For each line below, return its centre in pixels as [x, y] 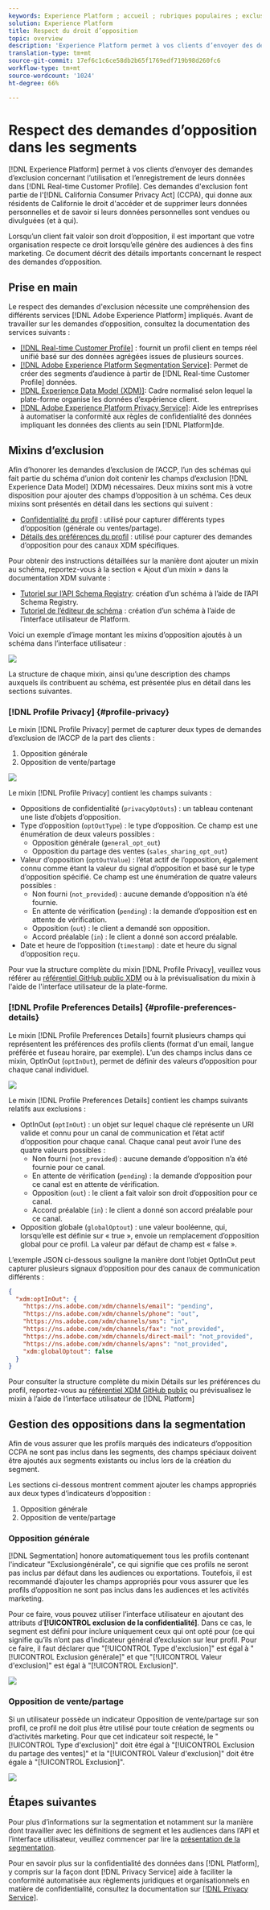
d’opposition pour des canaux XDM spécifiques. [99, 545]
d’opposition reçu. [50, 954]
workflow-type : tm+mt [45, 68]
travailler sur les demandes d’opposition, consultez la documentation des [129, 324]
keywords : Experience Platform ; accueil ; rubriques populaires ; [124, 16]
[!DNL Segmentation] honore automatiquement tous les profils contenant [129, 1556]
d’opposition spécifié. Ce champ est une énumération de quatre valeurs [138, 877]
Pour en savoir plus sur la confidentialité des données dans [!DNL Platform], [134, 1863]
